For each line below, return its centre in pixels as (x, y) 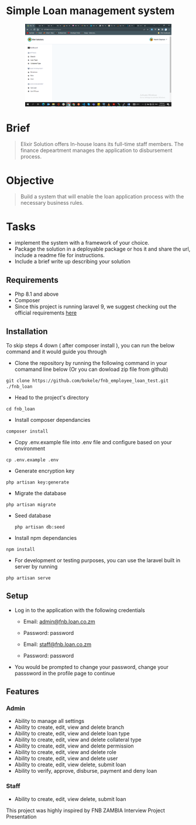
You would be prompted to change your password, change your (91, 667)
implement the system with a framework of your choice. (82, 243)
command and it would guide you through (56, 351)
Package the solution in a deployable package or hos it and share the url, (102, 249)
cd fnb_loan (20, 409)
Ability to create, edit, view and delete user (66, 759)
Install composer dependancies (52, 420)
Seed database (33, 515)
